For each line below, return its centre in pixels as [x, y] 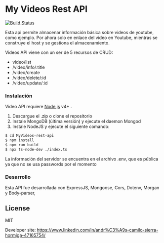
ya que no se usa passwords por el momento [51, 164]
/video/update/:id [30, 83]
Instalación [19, 96]
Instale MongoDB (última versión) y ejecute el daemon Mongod [77, 121]
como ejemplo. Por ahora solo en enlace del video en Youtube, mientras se [82, 38]
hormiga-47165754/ [25, 235]
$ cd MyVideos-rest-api [30, 136]
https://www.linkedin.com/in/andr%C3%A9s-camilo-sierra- [98, 230]
